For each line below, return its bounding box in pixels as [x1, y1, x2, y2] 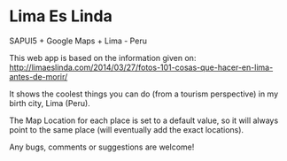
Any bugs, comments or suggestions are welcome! [9, 142, 195, 152]
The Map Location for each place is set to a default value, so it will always [9, 115, 279, 126]
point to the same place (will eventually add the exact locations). [9, 124, 244, 134]
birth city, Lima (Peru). [9, 97, 90, 108]
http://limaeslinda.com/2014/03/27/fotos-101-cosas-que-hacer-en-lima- [9, 62, 274, 73]
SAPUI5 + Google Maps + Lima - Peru [9, 35, 148, 46]
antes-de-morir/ [9, 71, 68, 81]
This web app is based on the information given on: [9, 52, 197, 63]
